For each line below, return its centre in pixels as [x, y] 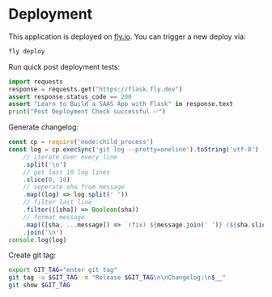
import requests [36, 82]
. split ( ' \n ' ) [45, 164]
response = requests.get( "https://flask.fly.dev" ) [96, 89]
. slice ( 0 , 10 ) [47, 180]
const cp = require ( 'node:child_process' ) [81, 142]
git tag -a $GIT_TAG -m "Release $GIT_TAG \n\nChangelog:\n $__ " [117, 278]
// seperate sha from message [74, 187]
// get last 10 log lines [67, 172]
